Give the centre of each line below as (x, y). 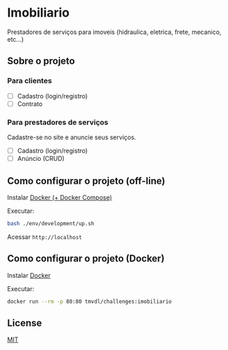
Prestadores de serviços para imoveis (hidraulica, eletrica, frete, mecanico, (114, 32)
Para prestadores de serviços (58, 122)
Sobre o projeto (41, 61)
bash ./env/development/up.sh (51, 223)
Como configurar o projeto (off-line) (86, 181)
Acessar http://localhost (45, 236)
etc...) (16, 39)
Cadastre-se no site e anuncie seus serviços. (72, 137)
